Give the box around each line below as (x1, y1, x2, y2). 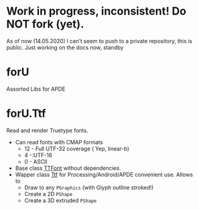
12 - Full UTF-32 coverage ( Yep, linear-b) (24, 145, 129, 152)
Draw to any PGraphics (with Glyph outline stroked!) (24, 184, 154, 191)
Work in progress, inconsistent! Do (6, 4, 187, 18)
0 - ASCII (24, 158, 48, 165)
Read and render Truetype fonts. (6, 127, 89, 134)
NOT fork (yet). (6, 17, 84, 31)
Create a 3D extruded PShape (24, 197, 97, 204)
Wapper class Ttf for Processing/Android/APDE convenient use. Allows (15, 170, 194, 178)
